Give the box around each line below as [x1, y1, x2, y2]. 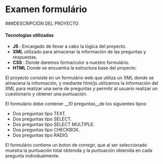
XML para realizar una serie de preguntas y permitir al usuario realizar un [5, 85, 158, 92]
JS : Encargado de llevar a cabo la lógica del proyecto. [12, 43, 127, 49]
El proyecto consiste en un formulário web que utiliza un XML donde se [5, 75, 154, 81]
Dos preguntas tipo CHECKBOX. [12, 127, 80, 133]
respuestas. [12, 54, 37, 60]
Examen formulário [5, 4, 88, 15]
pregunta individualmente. [5, 153, 60, 159]
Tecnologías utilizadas [5, 32, 54, 38]
